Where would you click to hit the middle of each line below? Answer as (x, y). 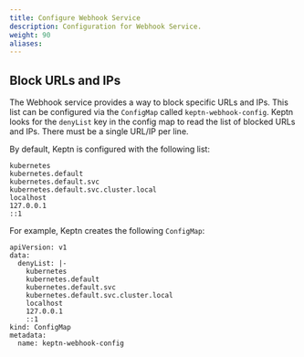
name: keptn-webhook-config (71, 343)
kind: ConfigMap (40, 328)
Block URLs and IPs (65, 80)
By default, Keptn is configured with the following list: (110, 149)
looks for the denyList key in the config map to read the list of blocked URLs (152, 122)
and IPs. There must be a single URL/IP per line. (99, 131)
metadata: (28, 336)
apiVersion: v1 (38, 247)
